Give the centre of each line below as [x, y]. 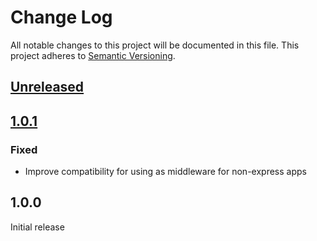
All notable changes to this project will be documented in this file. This [155, 45]
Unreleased [47, 87]
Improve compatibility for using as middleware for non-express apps [165, 172]
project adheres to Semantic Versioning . [93, 55]
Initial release [37, 227]
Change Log [61, 17]
